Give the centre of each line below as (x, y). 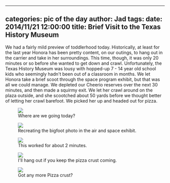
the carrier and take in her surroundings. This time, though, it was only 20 (82, 58)
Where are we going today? (47, 116)
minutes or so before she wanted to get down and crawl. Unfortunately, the (83, 63)
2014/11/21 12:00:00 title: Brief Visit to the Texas (83, 27)
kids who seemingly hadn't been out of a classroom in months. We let (78, 74)
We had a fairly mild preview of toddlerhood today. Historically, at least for (82, 47)
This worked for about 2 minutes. (52, 145)
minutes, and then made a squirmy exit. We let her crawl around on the (79, 90)
